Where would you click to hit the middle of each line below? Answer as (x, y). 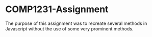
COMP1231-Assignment (57, 9)
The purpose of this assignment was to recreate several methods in (76, 23)
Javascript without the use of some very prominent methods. (69, 28)
